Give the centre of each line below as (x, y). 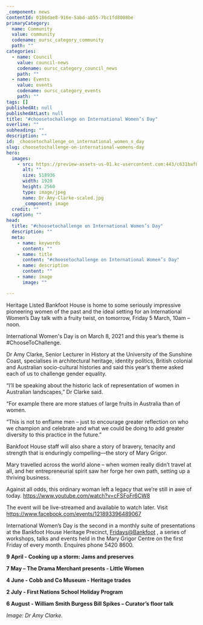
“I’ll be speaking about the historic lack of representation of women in (93, 385)
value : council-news (43, 62)
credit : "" (25, 209)
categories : (21, 52)
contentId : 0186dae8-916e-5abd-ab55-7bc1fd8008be (70, 18)
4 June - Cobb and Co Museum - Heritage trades (69, 580)
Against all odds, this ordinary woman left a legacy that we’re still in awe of (99, 489)
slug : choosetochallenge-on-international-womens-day (76, 147)
